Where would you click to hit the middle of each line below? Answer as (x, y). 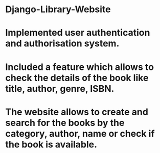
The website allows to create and (77, 112)
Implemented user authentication (78, 33)
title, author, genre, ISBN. (60, 88)
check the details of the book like (77, 78)
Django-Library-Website (58, 9)
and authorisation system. (62, 44)
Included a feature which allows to (80, 67)
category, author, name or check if (80, 133)
